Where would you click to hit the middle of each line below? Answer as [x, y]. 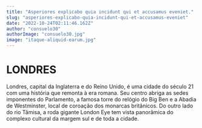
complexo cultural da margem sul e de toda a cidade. [73, 118]
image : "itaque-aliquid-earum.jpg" [51, 40]
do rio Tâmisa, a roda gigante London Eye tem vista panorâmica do [90, 112]
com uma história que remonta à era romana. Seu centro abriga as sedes [97, 93]
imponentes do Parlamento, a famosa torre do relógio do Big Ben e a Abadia [101, 99]
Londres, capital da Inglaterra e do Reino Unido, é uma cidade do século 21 [100, 86]
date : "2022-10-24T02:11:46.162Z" [50, 23]
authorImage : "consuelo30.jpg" [46, 34]
